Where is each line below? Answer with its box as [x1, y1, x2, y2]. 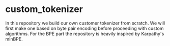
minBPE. [5, 36, 23, 42]
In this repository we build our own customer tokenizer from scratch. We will [5, 20, 165, 26]
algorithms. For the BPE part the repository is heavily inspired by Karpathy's [5, 30, 164, 36]
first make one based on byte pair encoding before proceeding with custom [5, 25, 164, 31]
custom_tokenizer [5, 3, 83, 15]
